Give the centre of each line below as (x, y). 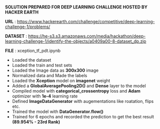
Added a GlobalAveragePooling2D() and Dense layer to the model (79, 86)
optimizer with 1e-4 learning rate (45, 96)
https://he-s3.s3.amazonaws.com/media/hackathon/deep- (87, 36)
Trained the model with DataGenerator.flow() (58, 112)
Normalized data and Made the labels (50, 75)
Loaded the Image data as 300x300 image (55, 70)
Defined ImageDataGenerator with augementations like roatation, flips (83, 101)
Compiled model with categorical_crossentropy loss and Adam (76, 91)
